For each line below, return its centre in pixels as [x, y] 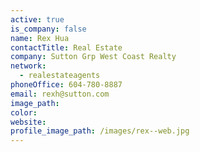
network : [28, 66]
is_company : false [48, 29]
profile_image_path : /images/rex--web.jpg [100, 131]
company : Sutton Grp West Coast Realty [93, 57]
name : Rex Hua [40, 38]
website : [28, 122]
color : [24, 112]
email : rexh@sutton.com [60, 94]
